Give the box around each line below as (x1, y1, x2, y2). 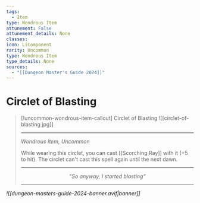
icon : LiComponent (6, 42, 52, 48)
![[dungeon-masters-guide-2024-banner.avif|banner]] (6, 190, 141, 197)
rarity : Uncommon (6, 47, 49, 53)
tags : (6, 8, 20, 15)
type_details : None (6, 58, 55, 64)
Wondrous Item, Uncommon (20, 138, 90, 145)
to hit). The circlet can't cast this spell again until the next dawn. (20, 156, 178, 163)
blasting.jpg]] (20, 121, 54, 128)
